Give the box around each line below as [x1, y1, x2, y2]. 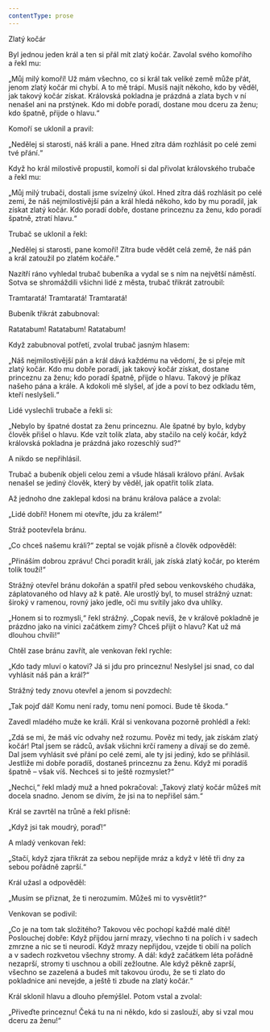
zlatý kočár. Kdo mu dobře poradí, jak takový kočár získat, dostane [8, 364, 230, 373]
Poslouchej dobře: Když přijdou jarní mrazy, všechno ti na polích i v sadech [8, 933, 258, 943]
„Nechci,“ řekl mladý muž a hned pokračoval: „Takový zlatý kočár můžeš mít [8, 782, 261, 792]
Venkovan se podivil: [8, 909, 77, 918]
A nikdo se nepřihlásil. [8, 453, 82, 464]
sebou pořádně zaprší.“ [8, 862, 87, 872]
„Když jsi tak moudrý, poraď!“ [8, 822, 106, 831]
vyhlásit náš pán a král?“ [8, 670, 90, 680]
